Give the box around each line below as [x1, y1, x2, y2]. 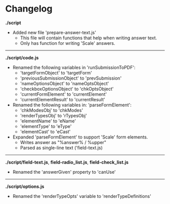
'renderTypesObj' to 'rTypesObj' [20, 112, 87, 118]
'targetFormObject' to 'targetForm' [20, 70, 92, 76]
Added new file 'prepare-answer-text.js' [12, 29, 96, 35]
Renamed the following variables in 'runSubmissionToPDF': [12, 64, 136, 71]
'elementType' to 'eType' [20, 123, 72, 129]
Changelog [5, 3, 53, 15]
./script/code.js [5, 54, 39, 60]
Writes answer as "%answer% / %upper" [20, 139, 107, 145]
